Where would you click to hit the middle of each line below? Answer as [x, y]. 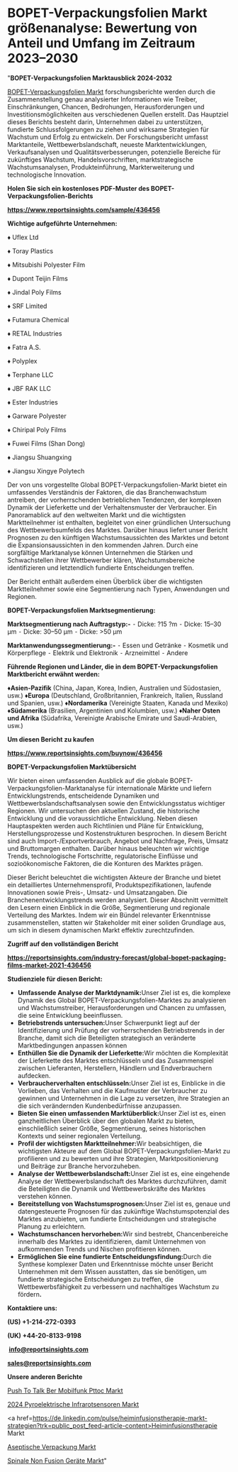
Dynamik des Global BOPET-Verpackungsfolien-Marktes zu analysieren [122, 1000]
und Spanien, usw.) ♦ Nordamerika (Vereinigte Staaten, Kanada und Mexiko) [118, 703]
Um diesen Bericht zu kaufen [51, 739]
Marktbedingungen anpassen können [72, 1045]
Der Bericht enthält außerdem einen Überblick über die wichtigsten [105, 581]
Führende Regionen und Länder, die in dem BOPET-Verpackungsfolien [113, 666]
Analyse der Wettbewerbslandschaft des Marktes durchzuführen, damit [122, 1181]
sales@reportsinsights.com [49, 1363]
